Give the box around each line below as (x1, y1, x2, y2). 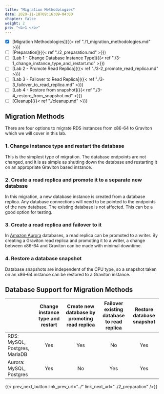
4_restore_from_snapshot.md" (12, 92, 73, 98)
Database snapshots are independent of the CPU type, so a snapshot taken (5, 266, 157, 272)
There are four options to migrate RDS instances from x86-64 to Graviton (5, 125, 152, 131)
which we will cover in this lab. (5, 131, 67, 136)
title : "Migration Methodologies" (5, 7, 76, 12)
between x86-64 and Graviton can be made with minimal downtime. (5, 243, 142, 249)
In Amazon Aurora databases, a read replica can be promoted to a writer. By (5, 233, 158, 239)
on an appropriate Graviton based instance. (5, 164, 93, 170)
